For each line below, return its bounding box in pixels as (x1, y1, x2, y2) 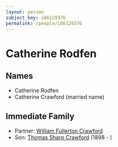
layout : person (5, 9, 44, 15)
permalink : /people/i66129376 (5, 20, 83, 26)
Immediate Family (5, 111, 75, 121)
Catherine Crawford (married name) (14, 93, 105, 101)
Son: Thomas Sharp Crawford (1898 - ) (14, 134, 113, 141)
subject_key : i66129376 (5, 15, 66, 21)
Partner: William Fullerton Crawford (14, 127, 103, 135)
